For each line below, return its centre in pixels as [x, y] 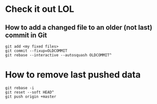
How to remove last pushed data [73, 75]
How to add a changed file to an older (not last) [79, 27]
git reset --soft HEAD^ [30, 92]
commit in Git [26, 35]
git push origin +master [31, 97]
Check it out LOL [40, 9]
